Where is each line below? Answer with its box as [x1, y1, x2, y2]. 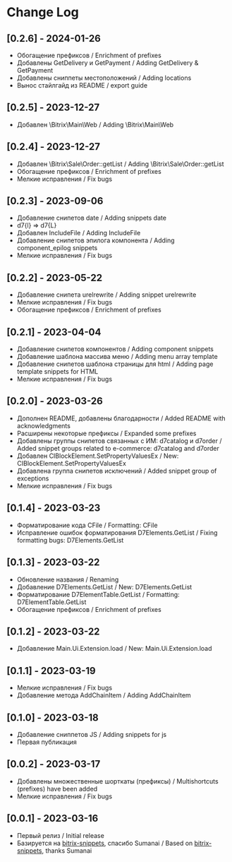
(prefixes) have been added [16, 784, 98, 793]
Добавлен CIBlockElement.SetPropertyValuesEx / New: [16, 451, 179, 460]
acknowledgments [16, 421, 71, 430]
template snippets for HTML [16, 367, 99, 376]
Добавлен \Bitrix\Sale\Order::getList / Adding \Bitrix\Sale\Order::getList [16, 160, 224, 168]
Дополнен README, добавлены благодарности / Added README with [16, 414, 226, 423]
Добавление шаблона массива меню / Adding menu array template [16, 353, 218, 361]
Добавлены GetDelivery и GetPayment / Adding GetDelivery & [16, 59, 199, 67]
